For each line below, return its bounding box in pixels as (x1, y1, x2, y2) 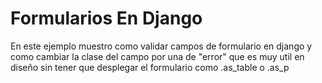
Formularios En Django (10, 7, 203, 30)
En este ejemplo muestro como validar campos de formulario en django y (10, 40, 313, 52)
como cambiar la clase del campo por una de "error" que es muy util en (10, 50, 305, 62)
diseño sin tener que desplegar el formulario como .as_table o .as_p (10, 61, 290, 73)
